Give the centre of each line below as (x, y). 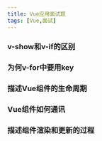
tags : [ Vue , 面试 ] (32, 21)
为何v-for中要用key (41, 68)
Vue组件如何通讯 (36, 110)
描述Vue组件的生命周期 (47, 88)
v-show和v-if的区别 (41, 47)
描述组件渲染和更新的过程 (51, 130)
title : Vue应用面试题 (36, 14)
